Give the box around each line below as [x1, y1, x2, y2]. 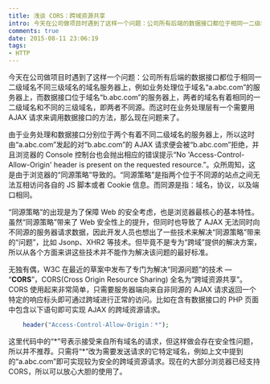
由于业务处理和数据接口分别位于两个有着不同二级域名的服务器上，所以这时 [8, 130, 255, 139]
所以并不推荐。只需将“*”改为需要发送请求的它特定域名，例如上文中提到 [8, 346, 243, 356]
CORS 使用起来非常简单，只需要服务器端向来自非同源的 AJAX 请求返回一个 [8, 285, 257, 294]
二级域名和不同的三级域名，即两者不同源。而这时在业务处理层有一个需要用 [8, 102, 255, 112]
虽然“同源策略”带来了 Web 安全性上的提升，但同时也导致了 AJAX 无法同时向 [8, 217, 260, 226]
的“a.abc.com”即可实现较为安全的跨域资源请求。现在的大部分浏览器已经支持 [8, 356, 261, 366]
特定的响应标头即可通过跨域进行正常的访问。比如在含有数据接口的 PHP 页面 [8, 295, 260, 304]
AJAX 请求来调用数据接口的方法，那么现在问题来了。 [8, 113, 184, 122]
